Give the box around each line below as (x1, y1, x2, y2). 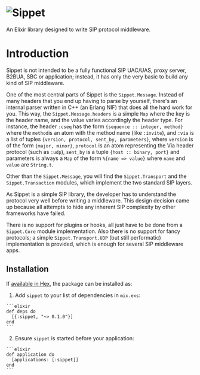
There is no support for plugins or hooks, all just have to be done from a (6, 221, 183, 228)
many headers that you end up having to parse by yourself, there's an (6, 97, 177, 104)
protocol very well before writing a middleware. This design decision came (6, 196, 190, 204)
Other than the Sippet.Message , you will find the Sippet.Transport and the (6, 173, 187, 180)
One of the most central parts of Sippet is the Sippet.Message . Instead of (6, 90, 184, 98)
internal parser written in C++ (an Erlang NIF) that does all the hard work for (6, 104, 193, 111)
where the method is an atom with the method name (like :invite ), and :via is (6, 129, 194, 136)
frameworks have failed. (6, 210, 66, 217)
